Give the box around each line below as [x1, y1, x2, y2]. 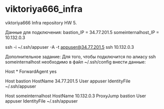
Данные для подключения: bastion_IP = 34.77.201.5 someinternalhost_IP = [5, 29, 160, 35]
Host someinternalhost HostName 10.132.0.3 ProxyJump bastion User [5, 93, 147, 99]
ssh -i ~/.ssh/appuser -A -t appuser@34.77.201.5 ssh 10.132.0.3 [5, 44, 134, 50]
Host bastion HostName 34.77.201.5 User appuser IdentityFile [5, 78, 131, 84]
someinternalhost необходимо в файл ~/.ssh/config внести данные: [5, 59, 146, 65]
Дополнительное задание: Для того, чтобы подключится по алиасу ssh [5, 53, 156, 60]
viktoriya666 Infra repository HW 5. [5, 20, 77, 26]
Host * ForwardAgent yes [5, 68, 57, 74]
